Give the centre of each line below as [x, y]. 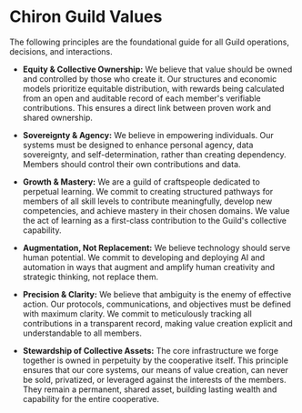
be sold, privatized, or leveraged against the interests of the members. [154, 379]
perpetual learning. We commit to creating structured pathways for [148, 191]
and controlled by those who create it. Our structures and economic [150, 78]
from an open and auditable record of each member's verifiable [141, 98]
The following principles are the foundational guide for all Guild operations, [149, 42]
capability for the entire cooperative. [91, 398]
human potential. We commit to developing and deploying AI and [144, 257]
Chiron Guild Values [86, 17]
